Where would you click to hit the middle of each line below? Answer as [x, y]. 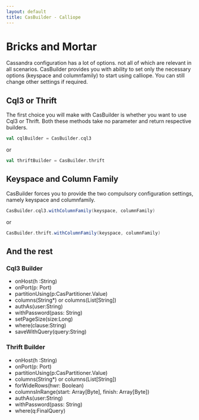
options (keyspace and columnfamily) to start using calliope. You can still [96, 75]
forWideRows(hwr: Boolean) [49, 385]
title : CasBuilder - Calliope [44, 17]
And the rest [30, 251]
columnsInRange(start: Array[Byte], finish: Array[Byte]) [82, 391]
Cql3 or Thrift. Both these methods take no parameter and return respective [99, 121]
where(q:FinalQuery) [40, 410]
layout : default [26, 12]
